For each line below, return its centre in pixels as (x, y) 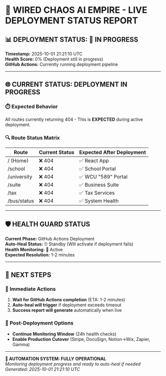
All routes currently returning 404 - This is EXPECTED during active (74, 119)
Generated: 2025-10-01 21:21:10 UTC (42, 369)
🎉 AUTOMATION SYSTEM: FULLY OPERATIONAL (56, 359)
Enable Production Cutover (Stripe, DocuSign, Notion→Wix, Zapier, (81, 339)
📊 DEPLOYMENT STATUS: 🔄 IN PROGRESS (72, 39)
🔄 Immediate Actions (30, 289)
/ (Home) (18, 160)
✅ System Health (99, 201)
